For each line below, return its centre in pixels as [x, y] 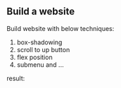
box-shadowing [39, 42]
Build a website [41, 12]
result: [16, 78]
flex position [35, 57]
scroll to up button [43, 49]
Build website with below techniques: [60, 28]
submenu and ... [40, 64]
